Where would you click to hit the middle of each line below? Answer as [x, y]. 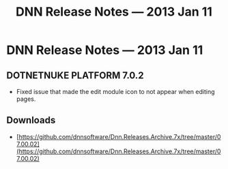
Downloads [31, 120]
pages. [26, 99]
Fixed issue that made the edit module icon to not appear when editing [116, 92]
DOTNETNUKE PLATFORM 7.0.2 [75, 75]
